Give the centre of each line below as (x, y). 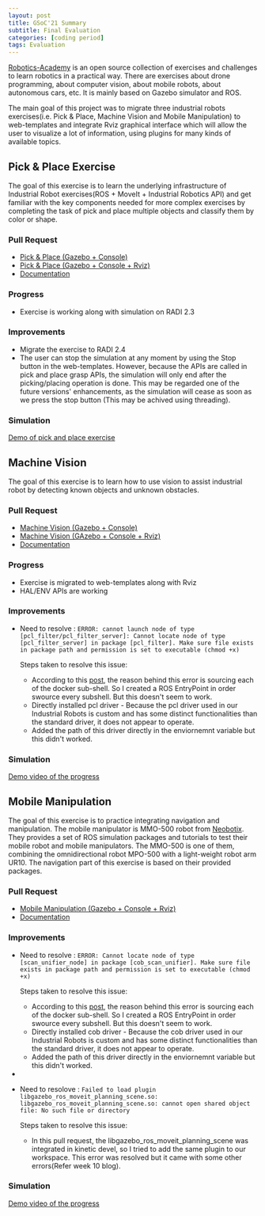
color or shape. (33, 219)
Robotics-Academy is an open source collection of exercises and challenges (133, 67)
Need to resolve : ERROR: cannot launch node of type (107, 628)
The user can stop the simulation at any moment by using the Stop (128, 358)
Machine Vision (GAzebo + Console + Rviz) (90, 536)
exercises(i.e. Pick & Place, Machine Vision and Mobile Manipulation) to (125, 116)
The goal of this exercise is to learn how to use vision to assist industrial (125, 481)
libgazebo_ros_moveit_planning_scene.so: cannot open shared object (135, 1104)
